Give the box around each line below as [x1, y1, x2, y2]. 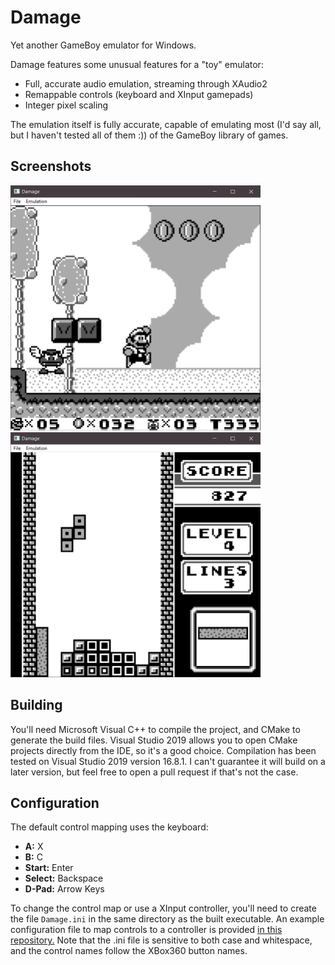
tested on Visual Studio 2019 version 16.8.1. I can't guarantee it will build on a [10, 755, 326, 767]
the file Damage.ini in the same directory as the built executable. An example [10, 913, 325, 925]
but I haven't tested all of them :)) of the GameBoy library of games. [10, 129, 289, 141]
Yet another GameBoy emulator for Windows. [10, 39, 197, 51]
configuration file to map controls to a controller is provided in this [10, 924, 283, 936]
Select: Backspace [24, 872, 104, 885]
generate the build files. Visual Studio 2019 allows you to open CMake [10, 734, 298, 746]
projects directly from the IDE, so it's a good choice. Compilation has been [10, 744, 317, 756]
